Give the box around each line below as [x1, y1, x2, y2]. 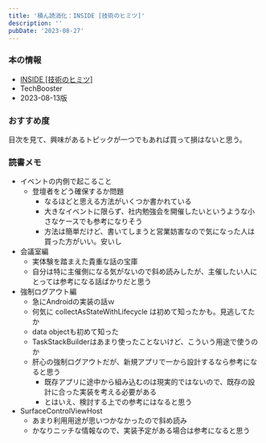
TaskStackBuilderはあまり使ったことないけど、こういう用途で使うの [31, 337, 259, 347]
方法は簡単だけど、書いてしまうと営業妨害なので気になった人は [43, 226, 256, 237]
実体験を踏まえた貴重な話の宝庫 [31, 257, 138, 266]
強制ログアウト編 [19, 287, 77, 297]
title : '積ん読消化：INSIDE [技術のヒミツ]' [8, 11, 145, 20]
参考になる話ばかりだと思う [59, 277, 152, 287]
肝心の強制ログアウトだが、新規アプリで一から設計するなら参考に [31, 357, 251, 367]
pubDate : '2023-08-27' [8, 26, 84, 35]
